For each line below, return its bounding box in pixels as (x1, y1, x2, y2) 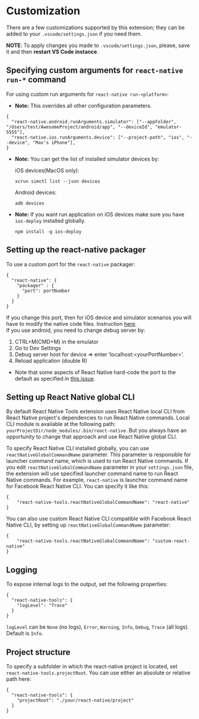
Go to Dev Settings (14, 344, 61, 351)
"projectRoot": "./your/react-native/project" (17, 698, 134, 704)
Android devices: (14, 189, 56, 196)
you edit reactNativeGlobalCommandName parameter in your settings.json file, (6, 463, 194, 471)
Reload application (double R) (14, 357, 87, 364)
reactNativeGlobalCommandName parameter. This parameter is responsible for (6, 451, 191, 458)
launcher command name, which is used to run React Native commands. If (6, 457, 188, 465)
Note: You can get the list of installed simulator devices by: (14, 155, 159, 162)
